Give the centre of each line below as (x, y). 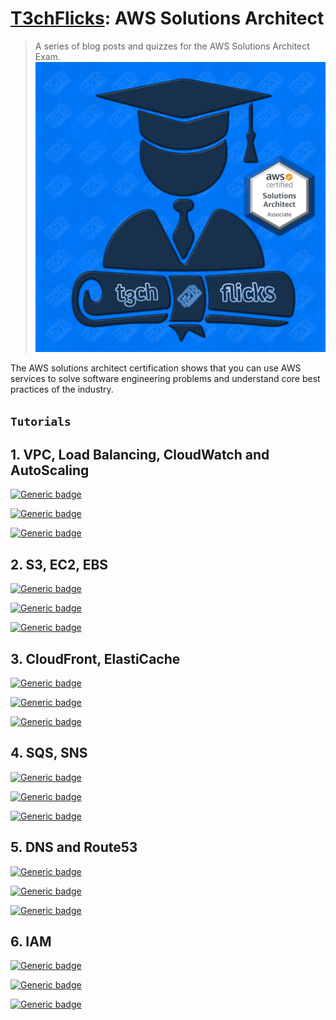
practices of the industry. (62, 389)
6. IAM (31, 941)
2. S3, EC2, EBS (59, 564)
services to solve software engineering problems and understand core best (165, 379)
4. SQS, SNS (49, 753)
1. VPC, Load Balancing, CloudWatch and (140, 454)
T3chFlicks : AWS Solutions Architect (167, 18)
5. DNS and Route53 (74, 847)
